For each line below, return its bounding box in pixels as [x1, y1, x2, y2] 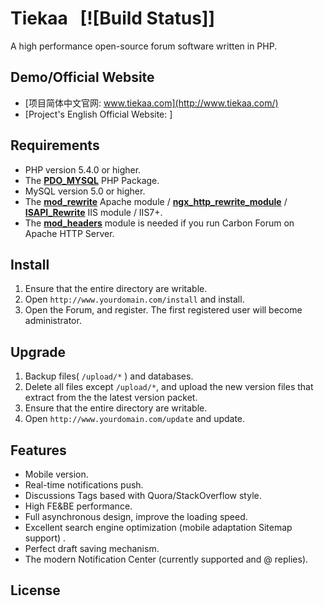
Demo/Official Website [10, 69, 155, 86]
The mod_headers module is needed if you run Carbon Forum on [24, 217, 295, 229]
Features [10, 442, 67, 459]
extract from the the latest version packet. [24, 392, 198, 404]
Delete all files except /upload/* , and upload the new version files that [24, 381, 314, 393]
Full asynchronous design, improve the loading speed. [24, 511, 248, 522]
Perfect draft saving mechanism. [24, 543, 160, 554]
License [10, 582, 61, 599]
